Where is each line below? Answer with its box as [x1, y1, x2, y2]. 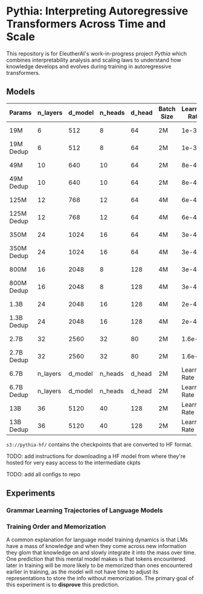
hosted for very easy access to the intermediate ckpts [6, 459, 141, 466]
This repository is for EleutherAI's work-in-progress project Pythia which [6, 50, 187, 57]
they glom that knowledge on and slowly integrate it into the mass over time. [6, 549, 196, 557]
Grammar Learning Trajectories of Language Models [6, 506, 163, 515]
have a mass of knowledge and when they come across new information [6, 543, 187, 550]
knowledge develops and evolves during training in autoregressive [6, 62, 172, 70]
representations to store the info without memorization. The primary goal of [6, 575, 195, 582]
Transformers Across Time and [6, 17, 166, 31]
